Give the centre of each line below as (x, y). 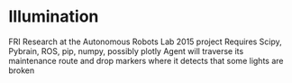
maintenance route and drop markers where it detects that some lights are (146, 60)
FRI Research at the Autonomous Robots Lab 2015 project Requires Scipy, (146, 41)
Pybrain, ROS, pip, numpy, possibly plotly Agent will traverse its (126, 51)
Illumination (54, 17)
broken (22, 70)
